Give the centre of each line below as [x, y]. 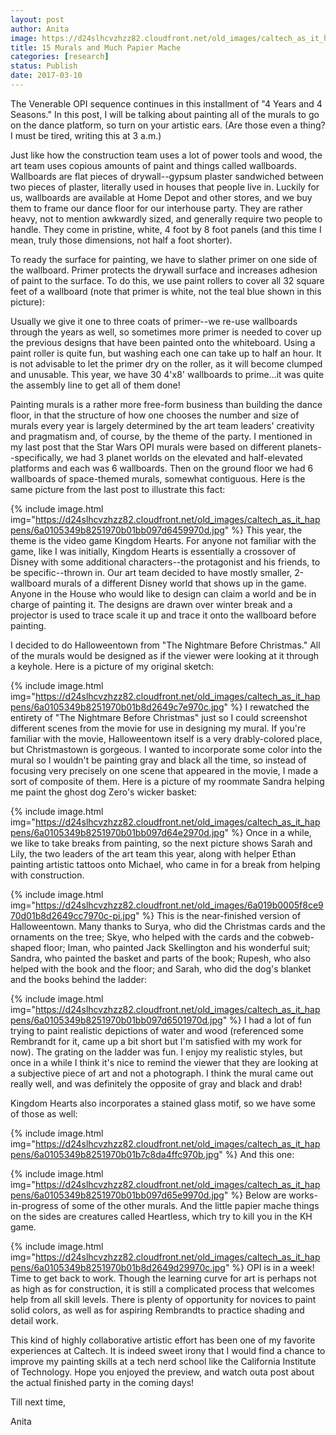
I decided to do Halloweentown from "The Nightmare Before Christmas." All [165, 645]
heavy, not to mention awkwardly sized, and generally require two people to [166, 218]
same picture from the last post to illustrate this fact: [118, 489]
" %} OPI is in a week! [269, 1267]
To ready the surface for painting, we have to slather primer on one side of [164, 259]
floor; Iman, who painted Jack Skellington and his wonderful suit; [177, 947]
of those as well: [44, 1113]
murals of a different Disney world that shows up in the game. [180, 583]
